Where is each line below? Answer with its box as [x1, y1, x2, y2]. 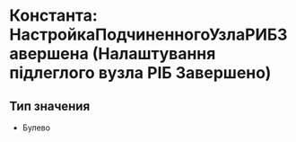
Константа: [9, 5, 99, 26]
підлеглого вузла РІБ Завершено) [9, 63, 272, 84]
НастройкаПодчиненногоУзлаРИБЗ [9, 24, 288, 45]
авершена [9, 44, 90, 64]
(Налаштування [91, 44, 216, 64]
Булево [22, 122, 51, 133]
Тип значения [9, 98, 91, 113]
